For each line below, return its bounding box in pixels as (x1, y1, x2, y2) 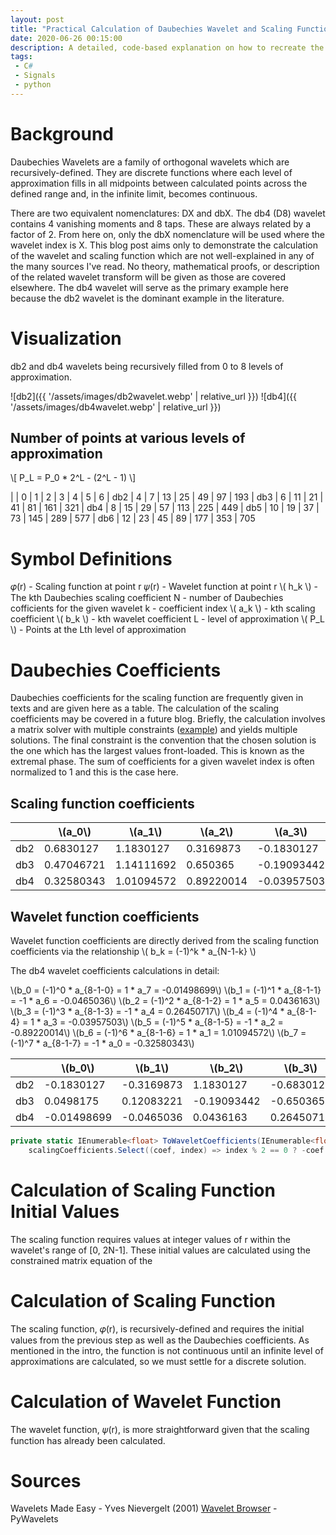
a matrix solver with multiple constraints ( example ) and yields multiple (10, 724, 298, 736)
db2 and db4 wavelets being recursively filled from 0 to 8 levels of (10, 360, 284, 372)
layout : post (10, 14, 65, 25)
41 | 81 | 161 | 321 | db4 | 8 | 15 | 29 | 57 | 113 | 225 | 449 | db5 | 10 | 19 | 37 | (10, 502, 320, 514)
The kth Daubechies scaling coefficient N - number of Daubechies (10, 592, 284, 604)
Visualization (10, 327, 122, 350)
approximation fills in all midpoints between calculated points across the (10, 177, 308, 189)
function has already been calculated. (10, 1434, 166, 1446)
